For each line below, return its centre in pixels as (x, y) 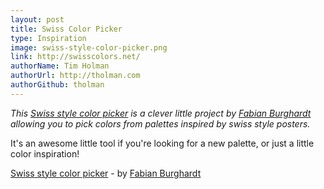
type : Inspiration (48, 38)
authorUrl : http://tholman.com (75, 76)
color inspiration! (45, 153)
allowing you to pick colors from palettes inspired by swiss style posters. (160, 123)
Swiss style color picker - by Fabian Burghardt (106, 173)
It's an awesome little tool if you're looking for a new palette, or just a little (162, 143)
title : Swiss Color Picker (66, 29)
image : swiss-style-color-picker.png (89, 47)
